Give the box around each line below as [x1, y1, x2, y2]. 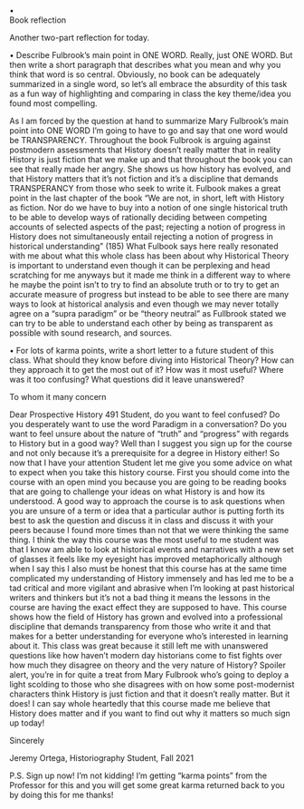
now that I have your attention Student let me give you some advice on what [9, 457, 293, 468]
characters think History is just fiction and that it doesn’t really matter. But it [9, 688, 290, 699]
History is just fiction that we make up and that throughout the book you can [9, 154, 293, 164]
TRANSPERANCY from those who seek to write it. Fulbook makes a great [9, 183, 281, 193]
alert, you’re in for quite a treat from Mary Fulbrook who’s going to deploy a [9, 669, 290, 680]
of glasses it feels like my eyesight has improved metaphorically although [9, 554, 282, 564]
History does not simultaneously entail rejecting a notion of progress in [9, 231, 274, 241]
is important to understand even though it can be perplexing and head [9, 260, 271, 270]
